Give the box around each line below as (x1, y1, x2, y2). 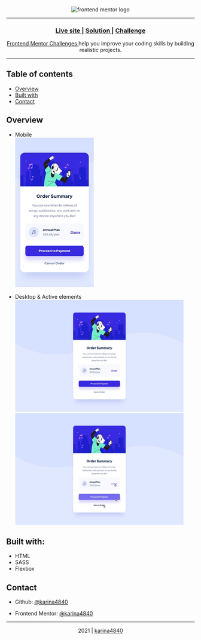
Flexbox (14, 565, 35, 572)
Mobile (14, 131, 32, 138)
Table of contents (6, 69, 73, 79)
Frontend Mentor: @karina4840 (14, 610, 93, 617)
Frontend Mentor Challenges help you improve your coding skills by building (7, 39, 194, 47)
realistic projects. (79, 46, 122, 53)
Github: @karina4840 (14, 598, 68, 605)
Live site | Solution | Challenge (55, 26, 146, 35)
